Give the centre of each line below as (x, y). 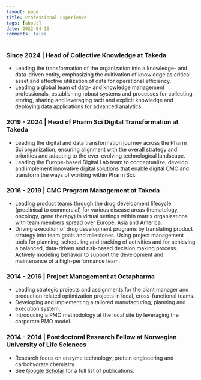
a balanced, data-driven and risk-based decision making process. (96, 248)
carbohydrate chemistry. (45, 364)
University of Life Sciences (46, 345)
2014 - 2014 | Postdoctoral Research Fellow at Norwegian (91, 337)
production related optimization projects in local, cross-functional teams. (105, 296)
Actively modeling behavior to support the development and (89, 255)
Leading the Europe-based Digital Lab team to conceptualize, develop (101, 162)
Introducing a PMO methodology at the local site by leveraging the (97, 315)
